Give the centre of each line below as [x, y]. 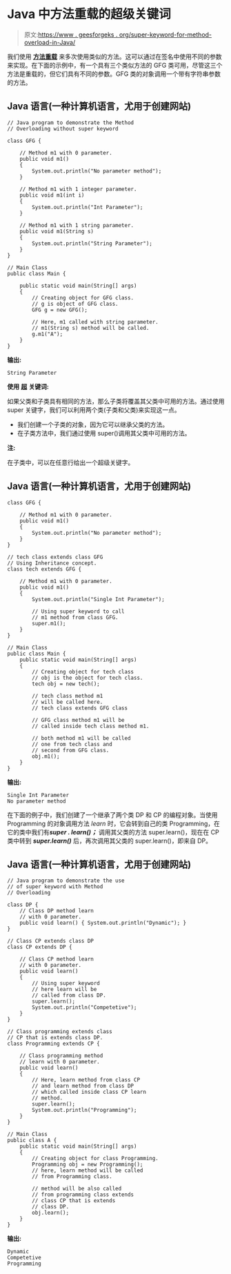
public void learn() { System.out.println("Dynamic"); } [103, 923]
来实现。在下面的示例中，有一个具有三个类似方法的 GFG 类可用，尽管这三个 [115, 65]
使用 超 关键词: [28, 386]
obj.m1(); [46, 756]
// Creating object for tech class [83, 672]
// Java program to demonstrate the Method [71, 122]
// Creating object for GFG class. [83, 297]
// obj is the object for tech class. [88, 678]
